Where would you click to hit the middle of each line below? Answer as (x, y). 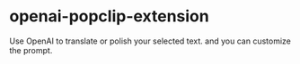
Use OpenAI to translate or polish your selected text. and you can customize (150, 41)
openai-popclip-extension (109, 16)
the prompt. (31, 50)
